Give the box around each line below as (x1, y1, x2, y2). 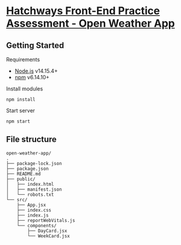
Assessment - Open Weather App (6, 17, 175, 30)
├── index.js (17, 212, 49, 218)
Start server (6, 107, 35, 114)
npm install (6, 96, 35, 102)
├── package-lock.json (6, 160, 62, 166)
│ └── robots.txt (6, 191, 54, 198)
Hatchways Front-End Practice (6, 4, 160, 18)
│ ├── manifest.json (6, 186, 62, 192)
